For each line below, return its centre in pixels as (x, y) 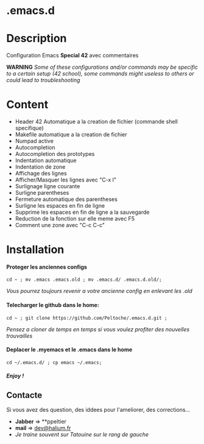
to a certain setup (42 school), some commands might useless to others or (100, 74)
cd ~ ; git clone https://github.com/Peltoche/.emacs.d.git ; (87, 318)
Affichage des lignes (41, 174)
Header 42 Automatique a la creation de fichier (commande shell (96, 122)
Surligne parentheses (42, 193)
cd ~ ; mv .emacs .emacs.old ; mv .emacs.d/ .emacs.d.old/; (84, 280)
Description (37, 39)
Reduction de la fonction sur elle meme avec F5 (75, 219)
